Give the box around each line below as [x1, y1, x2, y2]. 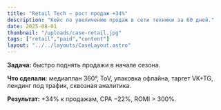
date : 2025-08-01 [7, 23, 57, 30]
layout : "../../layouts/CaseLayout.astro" [7, 42, 131, 49]
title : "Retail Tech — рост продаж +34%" [7, 10, 128, 17]
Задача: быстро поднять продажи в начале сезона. [7, 61, 161, 69]
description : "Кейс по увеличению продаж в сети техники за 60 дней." [7, 16, 215, 23]
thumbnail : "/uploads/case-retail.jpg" [7, 29, 122, 36]
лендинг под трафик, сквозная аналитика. [7, 82, 131, 89]
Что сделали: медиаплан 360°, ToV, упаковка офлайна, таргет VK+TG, [7, 74, 213, 82]
